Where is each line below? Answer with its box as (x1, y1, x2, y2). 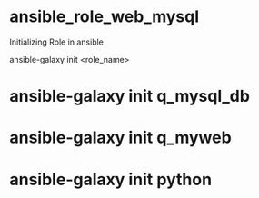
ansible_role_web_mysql (9, 6, 200, 27)
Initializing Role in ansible (9, 36, 105, 47)
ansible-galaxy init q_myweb (9, 127, 232, 148)
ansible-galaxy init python (9, 169, 212, 190)
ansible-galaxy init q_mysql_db (9, 86, 250, 106)
